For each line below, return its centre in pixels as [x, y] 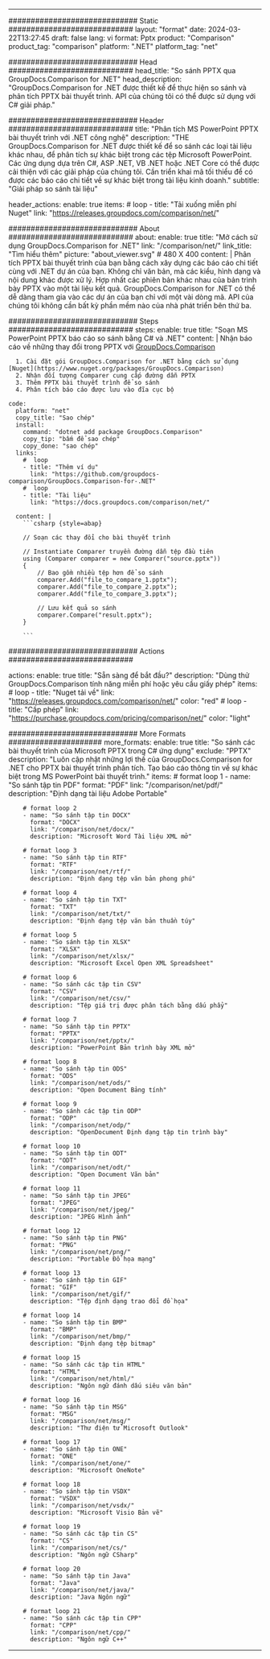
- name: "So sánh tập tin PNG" [75, 1238]
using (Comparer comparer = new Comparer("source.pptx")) [122, 559]
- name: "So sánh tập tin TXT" [75, 900]
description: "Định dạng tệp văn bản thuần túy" [112, 921]
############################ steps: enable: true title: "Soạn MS [128, 330]
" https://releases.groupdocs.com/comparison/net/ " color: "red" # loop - [128, 701]
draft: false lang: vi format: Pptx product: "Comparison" [143, 38]
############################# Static [84, 21]
